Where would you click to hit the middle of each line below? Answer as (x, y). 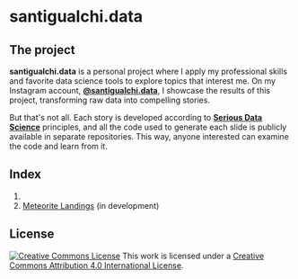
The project (42, 50)
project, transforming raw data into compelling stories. (110, 100)
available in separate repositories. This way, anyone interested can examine (149, 136)
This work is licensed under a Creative (193, 256)
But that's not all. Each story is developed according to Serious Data (136, 117)
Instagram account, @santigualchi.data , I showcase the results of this (140, 90)
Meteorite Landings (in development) (91, 205)
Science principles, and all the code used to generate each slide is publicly (148, 127)
